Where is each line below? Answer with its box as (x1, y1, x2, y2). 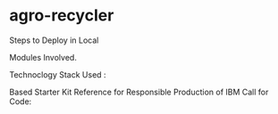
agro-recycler (9, 5, 114, 26)
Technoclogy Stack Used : (9, 69, 106, 80)
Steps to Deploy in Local (9, 35, 99, 45)
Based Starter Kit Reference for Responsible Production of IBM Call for (9, 86, 269, 97)
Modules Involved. (9, 52, 78, 62)
